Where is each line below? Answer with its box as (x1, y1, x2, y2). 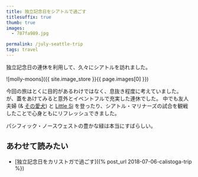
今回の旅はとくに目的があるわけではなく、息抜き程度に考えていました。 (6, 87, 182, 94)
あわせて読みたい (6, 141, 69, 151)
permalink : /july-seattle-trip (6, 41, 83, 47)
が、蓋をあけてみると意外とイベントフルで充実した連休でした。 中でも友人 (6, 95, 189, 102)
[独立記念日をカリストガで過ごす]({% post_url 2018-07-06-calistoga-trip (14, 158, 192, 165)
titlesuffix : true (6, 14, 51, 20)
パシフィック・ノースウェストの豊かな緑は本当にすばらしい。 (6, 122, 156, 129)
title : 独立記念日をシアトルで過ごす (6, 8, 87, 15)
